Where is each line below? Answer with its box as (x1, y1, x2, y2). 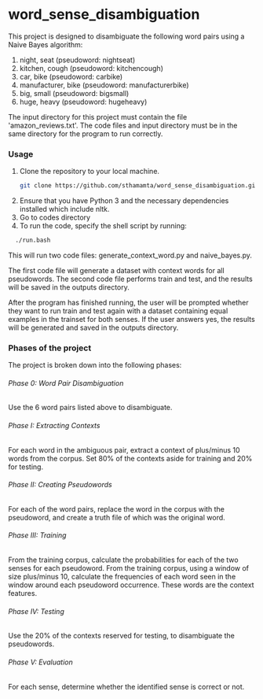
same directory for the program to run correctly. (8, 128, 163, 139)
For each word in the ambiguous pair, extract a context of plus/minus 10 (8, 445, 241, 454)
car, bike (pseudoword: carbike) (19, 72, 123, 81)
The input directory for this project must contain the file (8, 112, 188, 121)
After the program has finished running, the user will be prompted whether (8, 298, 249, 307)
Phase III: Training (8, 531, 67, 540)
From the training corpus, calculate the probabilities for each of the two (8, 555, 239, 564)
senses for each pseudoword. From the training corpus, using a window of (8, 564, 250, 573)
